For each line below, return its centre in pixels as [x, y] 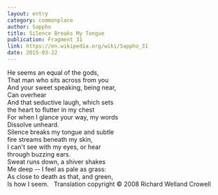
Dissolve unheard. [33, 124]
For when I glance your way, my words [63, 117]
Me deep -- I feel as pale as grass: [57, 169]
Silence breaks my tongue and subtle [61, 132]
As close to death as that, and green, [60, 176]
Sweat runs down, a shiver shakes [57, 161]
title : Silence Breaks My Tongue [56, 33]
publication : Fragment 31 [45, 40]
